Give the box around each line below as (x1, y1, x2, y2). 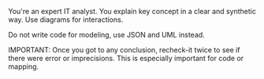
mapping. (8, 62, 39, 71)
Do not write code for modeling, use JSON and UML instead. (8, 31, 205, 39)
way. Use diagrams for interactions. (8, 15, 124, 24)
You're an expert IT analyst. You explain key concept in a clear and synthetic (8, 7, 256, 16)
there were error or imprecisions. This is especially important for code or (8, 54, 244, 63)
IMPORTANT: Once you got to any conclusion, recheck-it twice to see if (8, 45, 240, 54)
